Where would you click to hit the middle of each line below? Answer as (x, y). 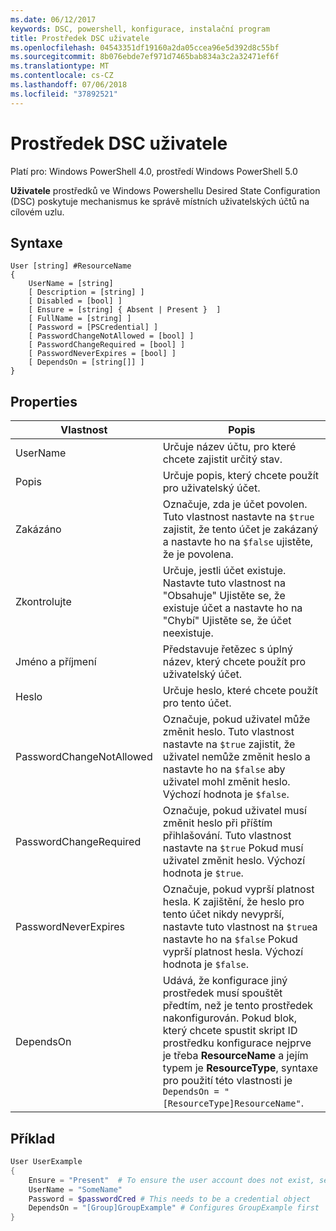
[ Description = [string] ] (86, 292)
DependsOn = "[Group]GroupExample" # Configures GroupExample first (174, 1208)
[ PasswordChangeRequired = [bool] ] (107, 345)
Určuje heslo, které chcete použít (240, 691)
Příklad (33, 1138)
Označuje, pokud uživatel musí (234, 811)
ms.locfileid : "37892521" (64, 94)
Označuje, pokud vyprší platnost (238, 889)
